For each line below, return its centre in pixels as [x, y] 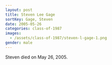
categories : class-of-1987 [34, 29]
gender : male [19, 43]
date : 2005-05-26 [23, 24]
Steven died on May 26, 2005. [37, 57]
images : [13, 33]
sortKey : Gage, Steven [29, 19]
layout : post [19, 10]
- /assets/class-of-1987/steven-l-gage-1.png [59, 38]
